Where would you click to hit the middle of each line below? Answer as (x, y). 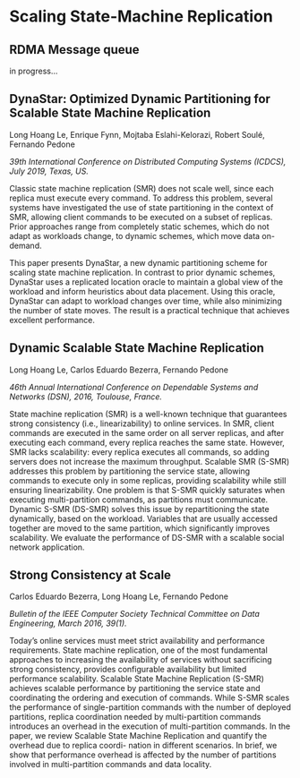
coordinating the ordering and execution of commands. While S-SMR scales (150, 698)
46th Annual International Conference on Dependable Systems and (134, 387)
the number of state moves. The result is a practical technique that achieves (150, 310)
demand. (26, 245)
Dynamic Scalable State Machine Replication (137, 348)
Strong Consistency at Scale (90, 575)
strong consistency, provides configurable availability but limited (128, 670)
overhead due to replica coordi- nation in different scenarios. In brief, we (143, 746)
